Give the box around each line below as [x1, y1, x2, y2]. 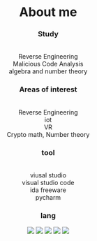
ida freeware [29, 186, 67, 194]
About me [19, 4, 77, 20]
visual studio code [22, 179, 75, 187]
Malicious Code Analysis [13, 60, 84, 68]
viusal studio [29, 171, 67, 180]
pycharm [35, 193, 61, 202]
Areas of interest [19, 85, 77, 94]
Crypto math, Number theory [6, 130, 90, 138]
